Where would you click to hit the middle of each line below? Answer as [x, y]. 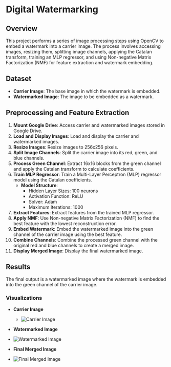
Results [18, 267]
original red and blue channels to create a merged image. [74, 245]
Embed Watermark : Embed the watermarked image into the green [83, 229]
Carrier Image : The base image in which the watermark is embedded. [87, 91]
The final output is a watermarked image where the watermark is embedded [86, 279]
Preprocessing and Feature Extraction [68, 113]
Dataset [19, 79]
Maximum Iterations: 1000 [56, 207]
